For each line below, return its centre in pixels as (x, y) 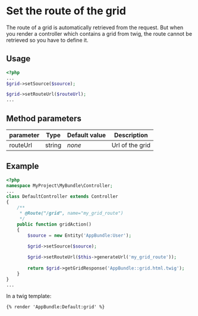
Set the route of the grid (66, 11)
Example (23, 166)
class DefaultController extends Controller (62, 197)
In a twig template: (29, 296)
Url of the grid (131, 145)
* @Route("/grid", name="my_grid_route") (71, 213)
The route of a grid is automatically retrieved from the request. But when (95, 27)
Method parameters (44, 118)
